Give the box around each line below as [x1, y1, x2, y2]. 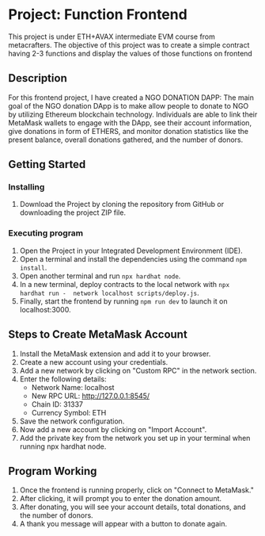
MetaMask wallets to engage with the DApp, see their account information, [8, 117, 252, 128]
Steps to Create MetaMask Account [8, 327, 187, 342]
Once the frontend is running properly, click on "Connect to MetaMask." [19, 485, 255, 495]
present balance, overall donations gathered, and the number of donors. [8, 135, 244, 144]
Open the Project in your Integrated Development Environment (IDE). [19, 246, 243, 255]
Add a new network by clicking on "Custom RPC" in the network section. [19, 366, 257, 375]
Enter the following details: [19, 374, 107, 384]
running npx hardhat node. [19, 442, 107, 451]
